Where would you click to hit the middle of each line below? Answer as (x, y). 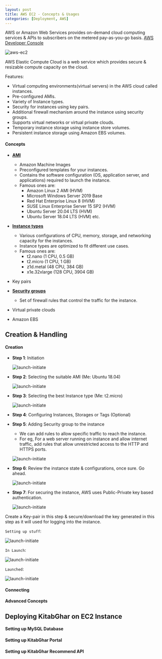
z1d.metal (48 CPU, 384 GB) (55, 267)
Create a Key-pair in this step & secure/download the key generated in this (80, 517)
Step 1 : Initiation (28, 358)
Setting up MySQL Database (34, 629)
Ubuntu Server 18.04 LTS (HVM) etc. (63, 216)
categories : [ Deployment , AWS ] (37, 19)
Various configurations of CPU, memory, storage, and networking (85, 235)
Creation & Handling (36, 334)
